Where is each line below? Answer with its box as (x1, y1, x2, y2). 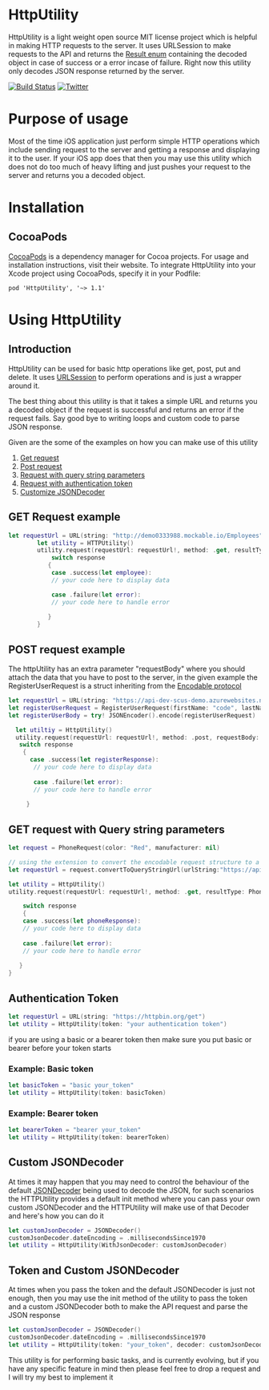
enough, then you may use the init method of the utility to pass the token (8, 1293, 248, 1303)
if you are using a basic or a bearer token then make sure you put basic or (8, 1034, 252, 1044)
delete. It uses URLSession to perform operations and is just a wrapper (8, 372, 242, 382)
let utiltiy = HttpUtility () (15, 725, 113, 734)
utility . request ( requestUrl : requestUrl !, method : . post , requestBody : (15, 733, 260, 741)
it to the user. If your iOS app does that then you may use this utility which (8, 153, 252, 163)
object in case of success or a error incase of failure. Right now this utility (8, 58, 251, 67)
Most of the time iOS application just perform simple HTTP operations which (8, 136, 260, 146)
